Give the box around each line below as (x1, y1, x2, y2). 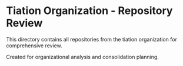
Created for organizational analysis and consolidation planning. (6, 53, 159, 60)
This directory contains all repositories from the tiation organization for (6, 36, 178, 43)
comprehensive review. (6, 42, 63, 49)
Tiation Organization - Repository (6, 4, 173, 18)
